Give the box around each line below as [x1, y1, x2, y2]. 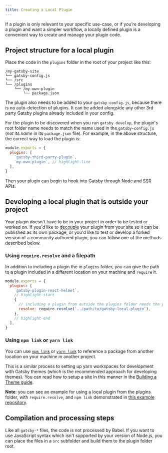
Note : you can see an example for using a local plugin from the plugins [5, 389, 151, 395]
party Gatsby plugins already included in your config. [5, 110, 115, 116]
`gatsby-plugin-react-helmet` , [14, 288, 79, 293]
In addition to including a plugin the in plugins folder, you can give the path [5, 263, 159, 270]
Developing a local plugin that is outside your [5, 198, 148, 206]
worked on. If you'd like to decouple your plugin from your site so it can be [5, 224, 159, 230]
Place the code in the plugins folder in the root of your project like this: [5, 59, 151, 65]
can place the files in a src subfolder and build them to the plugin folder [5, 438, 152, 444]
